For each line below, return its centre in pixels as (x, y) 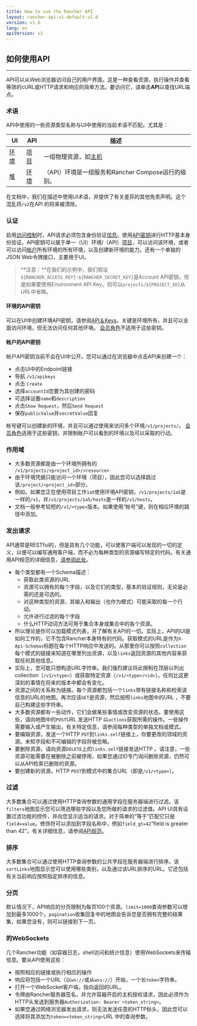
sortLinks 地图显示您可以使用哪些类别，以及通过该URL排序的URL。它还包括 (97, 869)
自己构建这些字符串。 (40, 704)
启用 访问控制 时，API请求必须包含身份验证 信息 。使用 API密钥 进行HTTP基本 (96, 235)
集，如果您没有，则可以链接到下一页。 (52, 922)
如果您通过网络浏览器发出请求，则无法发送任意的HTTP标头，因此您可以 (101, 1009)
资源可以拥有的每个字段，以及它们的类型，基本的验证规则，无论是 (103, 587)
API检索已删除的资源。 (52, 763)
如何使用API (28, 59)
